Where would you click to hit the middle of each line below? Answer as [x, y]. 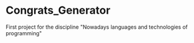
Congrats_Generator [58, 10]
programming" [24, 33]
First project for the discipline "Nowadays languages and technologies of [97, 27]
